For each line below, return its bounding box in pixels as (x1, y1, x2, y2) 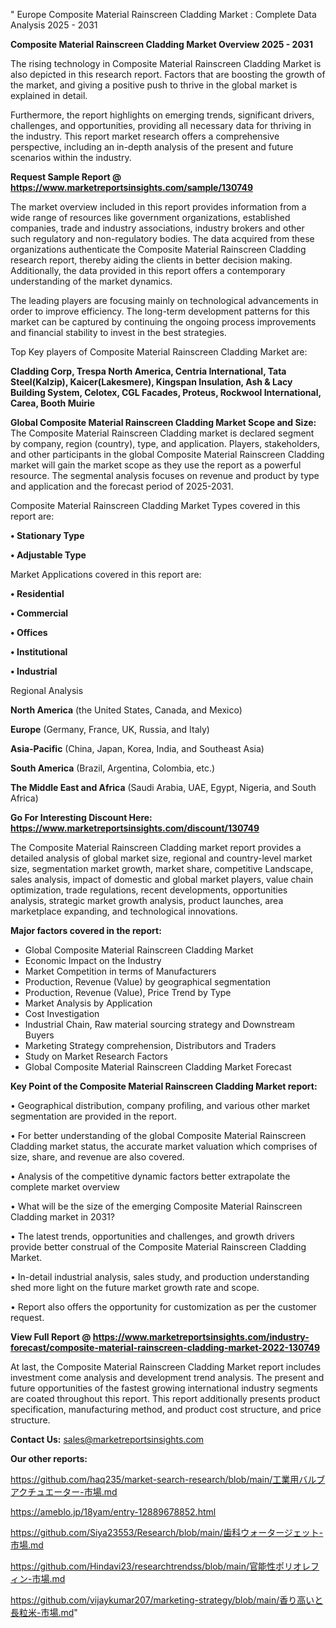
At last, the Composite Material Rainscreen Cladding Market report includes (10, 1361, 322, 1373)
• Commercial (10, 607, 69, 619)
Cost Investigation (24, 1008, 100, 1019)
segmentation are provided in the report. (10, 1110, 177, 1122)
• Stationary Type (10, 530, 85, 541)
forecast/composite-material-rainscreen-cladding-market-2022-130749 (10, 1342, 321, 1353)
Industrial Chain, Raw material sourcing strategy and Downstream (24, 1019, 295, 1030)
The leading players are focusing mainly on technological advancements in (10, 295, 319, 306)
